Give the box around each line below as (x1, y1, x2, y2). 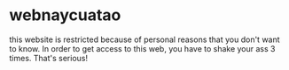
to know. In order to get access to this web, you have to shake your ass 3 (9, 43, 276, 53)
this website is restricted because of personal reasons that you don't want (9, 34, 281, 45)
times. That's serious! (9, 52, 89, 63)
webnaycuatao (9, 5, 121, 25)
